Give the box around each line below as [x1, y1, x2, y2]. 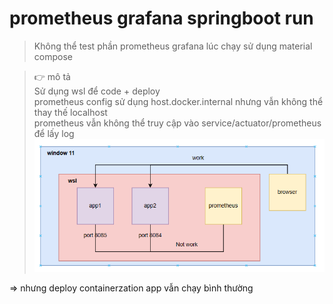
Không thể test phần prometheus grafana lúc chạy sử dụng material [33, 40, 313, 52]
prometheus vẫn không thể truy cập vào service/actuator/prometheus [33, 117, 322, 129]
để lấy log [33, 127, 75, 139]
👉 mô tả [33, 70, 71, 82]
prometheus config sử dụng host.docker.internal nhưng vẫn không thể [33, 95, 324, 107]
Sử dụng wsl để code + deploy [33, 85, 161, 97]
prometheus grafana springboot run [9, 7, 314, 30]
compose [33, 50, 73, 62]
